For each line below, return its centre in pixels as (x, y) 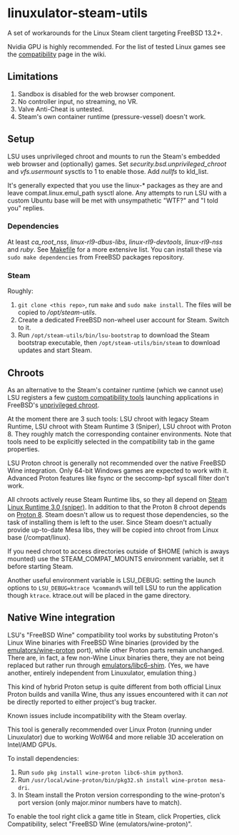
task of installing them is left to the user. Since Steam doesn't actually (110, 522)
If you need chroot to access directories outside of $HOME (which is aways (118, 551)
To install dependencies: (44, 758)
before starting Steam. (40, 566)
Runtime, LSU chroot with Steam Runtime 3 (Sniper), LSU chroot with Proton (119, 426)
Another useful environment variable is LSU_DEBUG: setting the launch (112, 580)
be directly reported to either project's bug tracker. (82, 702)
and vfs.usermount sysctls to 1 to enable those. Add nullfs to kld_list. (108, 171)
